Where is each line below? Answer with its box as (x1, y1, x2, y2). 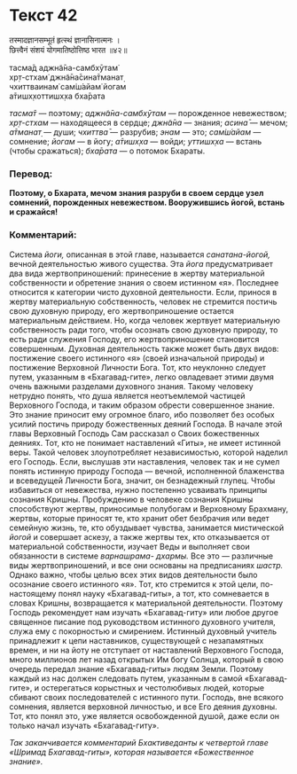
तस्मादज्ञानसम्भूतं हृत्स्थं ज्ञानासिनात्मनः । (9, 35, 121, 45)
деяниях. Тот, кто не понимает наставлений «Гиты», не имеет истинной (9, 437, 281, 448)
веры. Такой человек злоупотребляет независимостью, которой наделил (9, 447, 288, 457)
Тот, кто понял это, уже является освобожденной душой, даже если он (9, 710, 280, 721)
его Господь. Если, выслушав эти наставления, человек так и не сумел (9, 456, 280, 466)
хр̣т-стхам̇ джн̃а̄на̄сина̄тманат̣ (9, 72, 124, 82)
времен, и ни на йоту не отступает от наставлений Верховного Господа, (9, 645, 284, 655)
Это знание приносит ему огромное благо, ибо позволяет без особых (9, 409, 275, 419)
